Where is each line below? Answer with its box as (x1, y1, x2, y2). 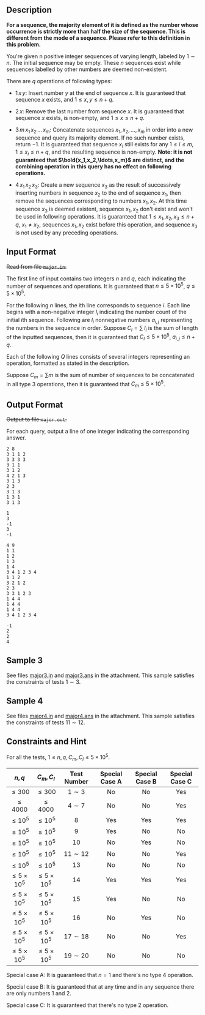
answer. (6, 434, 26, 441)
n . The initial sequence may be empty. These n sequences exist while (6, 59, 181, 66)
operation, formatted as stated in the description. (6, 359, 130, 367)
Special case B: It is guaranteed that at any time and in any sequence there (6, 983, 195, 991)
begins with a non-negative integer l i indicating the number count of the (6, 309, 187, 317)
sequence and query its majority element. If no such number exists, (15, 134, 185, 141)
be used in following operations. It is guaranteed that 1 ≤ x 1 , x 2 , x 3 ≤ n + (15, 213, 195, 222)
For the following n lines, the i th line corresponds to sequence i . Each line (6, 302, 190, 309)
